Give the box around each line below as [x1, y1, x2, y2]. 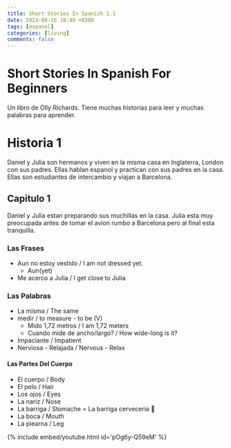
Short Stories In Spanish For [7, 66, 172, 82]
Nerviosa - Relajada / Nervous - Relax [17, 344, 126, 352]
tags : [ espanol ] [7, 23, 54, 30]
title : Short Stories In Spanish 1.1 [7, 10, 116, 17]
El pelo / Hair [17, 382, 54, 390]
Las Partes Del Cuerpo [7, 360, 73, 368]
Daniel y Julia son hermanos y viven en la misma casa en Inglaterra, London [7, 158, 223, 166]
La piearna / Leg [17, 419, 64, 427]
